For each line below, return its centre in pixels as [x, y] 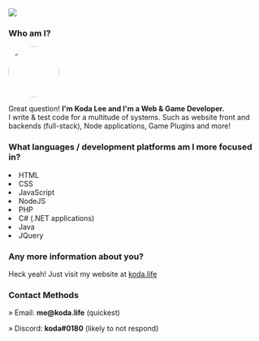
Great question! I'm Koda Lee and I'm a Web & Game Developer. [117, 109]
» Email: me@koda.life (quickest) [64, 313]
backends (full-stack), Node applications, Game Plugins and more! [120, 126]
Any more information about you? [76, 257]
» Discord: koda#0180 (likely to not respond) [84, 329]
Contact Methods [44, 295]
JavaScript [37, 192]
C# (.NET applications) [57, 218]
